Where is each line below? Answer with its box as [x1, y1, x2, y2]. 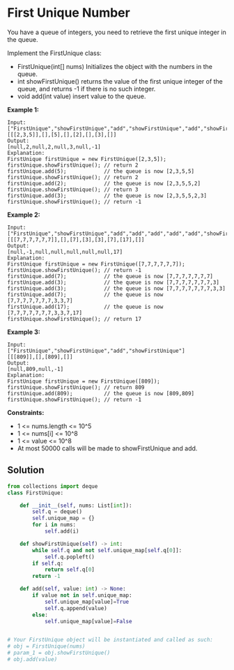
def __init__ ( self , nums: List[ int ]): [19, 502, 132, 509]
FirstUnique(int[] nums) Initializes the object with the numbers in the [17, 62, 212, 70]
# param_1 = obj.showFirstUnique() [7, 650, 111, 657]
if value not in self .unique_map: [32, 592, 132, 599]
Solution [7, 464, 45, 476]
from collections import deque [7, 482, 98, 489]
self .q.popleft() [44, 553, 95, 561]
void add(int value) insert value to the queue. [17, 92, 146, 100]
